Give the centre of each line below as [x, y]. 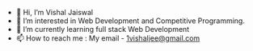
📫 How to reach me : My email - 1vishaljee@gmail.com [108, 38]
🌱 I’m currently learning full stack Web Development [103, 29]
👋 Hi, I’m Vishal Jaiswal [55, 12]
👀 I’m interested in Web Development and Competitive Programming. [130, 21]
